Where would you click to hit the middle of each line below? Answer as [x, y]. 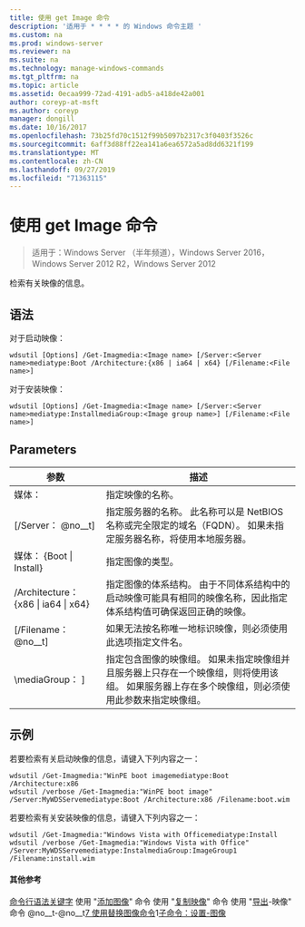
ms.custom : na [36, 34]
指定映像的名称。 [142, 494]
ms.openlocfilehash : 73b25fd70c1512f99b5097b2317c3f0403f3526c [132, 136]
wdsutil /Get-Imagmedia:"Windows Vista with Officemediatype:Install [144, 834]
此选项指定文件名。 [147, 642]
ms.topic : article [44, 85]
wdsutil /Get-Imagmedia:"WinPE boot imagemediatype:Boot [119, 776]
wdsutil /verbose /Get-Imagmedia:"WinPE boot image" [111, 791]
